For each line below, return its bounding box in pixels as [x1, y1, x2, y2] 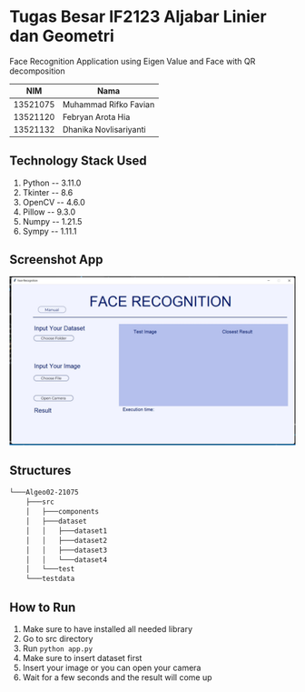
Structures [9, 463, 72, 478]
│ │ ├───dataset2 [25, 536, 107, 545]
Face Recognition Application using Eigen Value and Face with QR [9, 55, 256, 66]
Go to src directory [22, 633, 93, 644]
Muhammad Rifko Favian [62, 98, 155, 110]
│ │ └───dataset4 [25, 555, 107, 565]
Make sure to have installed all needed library [22, 623, 193, 634]
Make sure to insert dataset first [22, 652, 143, 663]
